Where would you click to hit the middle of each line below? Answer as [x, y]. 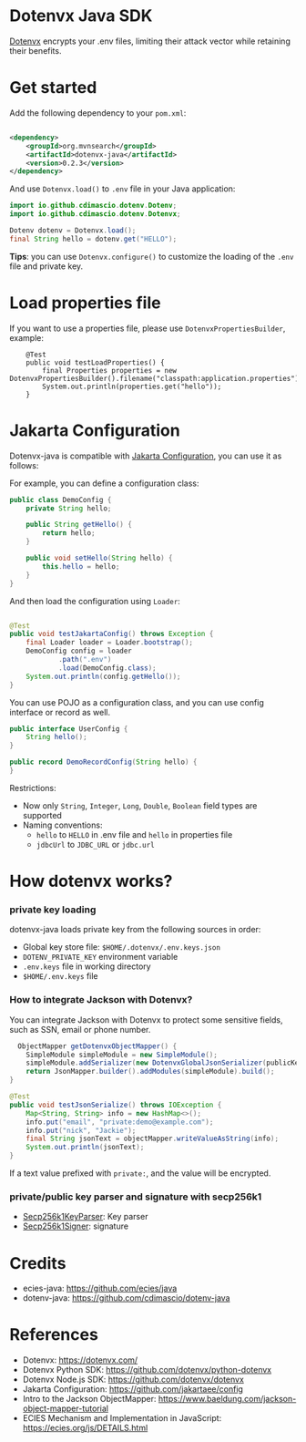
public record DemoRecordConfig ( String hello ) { [103, 762]
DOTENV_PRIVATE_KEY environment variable [100, 957]
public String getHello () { [79, 525]
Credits [38, 1263]
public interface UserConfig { [69, 729]
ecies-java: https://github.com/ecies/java [100, 1288]
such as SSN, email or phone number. [80, 1029]
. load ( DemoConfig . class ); [107, 668]
